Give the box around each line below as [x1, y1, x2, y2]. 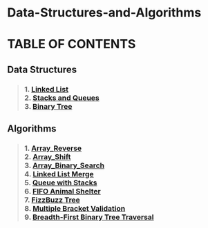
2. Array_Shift [23, 152, 71, 161]
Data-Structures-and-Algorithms [7, 5, 202, 21]
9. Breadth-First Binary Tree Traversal [23, 212, 154, 222]
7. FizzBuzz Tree [23, 195, 81, 205]
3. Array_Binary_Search [23, 160, 105, 170]
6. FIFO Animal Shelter [23, 187, 102, 196]
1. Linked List [23, 84, 69, 94]
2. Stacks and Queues [23, 93, 100, 103]
